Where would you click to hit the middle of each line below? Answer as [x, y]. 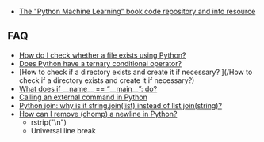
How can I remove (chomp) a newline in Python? [98, 114]
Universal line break [63, 130]
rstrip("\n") [48, 122]
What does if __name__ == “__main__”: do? [88, 88]
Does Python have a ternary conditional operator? [100, 63]
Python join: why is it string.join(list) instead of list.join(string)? [121, 105]
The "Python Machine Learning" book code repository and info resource [137, 11]
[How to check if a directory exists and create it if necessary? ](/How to [136, 72]
